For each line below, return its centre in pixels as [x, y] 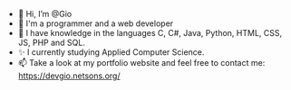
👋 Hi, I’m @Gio [45, 14]
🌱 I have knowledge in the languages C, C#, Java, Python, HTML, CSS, [150, 33]
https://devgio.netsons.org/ [69, 76]
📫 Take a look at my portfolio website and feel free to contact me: [141, 63]
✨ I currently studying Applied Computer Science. [111, 52]
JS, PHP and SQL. [52, 42]
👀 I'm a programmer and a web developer [96, 23]
